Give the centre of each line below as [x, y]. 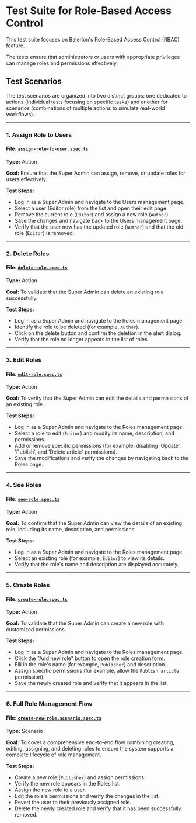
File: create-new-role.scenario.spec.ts [54, 718]
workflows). [20, 114]
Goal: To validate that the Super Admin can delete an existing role [85, 292]
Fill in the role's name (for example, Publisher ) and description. [90, 665]
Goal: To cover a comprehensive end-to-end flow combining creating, [90, 742]
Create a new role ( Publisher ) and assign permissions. [80, 777]
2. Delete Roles [28, 254]
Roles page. [29, 464]
